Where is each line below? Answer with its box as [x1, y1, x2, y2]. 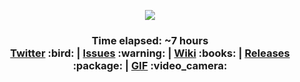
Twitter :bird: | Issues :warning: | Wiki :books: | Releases [10, 46, 290, 60]
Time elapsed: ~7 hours [91, 33, 209, 47]
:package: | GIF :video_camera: [72, 58, 228, 72]
